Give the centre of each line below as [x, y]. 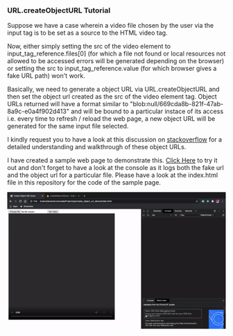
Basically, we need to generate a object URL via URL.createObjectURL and [113, 90]
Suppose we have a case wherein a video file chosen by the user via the [110, 26]
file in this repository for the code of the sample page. [84, 183]
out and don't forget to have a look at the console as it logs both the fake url [115, 168]
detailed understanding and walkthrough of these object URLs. [97, 147]
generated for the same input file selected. [68, 126]
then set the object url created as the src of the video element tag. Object [112, 96]
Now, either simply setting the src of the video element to [89, 47]
